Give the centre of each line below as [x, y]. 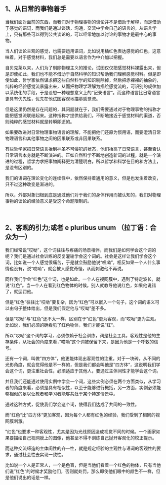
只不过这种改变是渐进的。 [31, 184]
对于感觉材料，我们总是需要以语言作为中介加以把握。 [72, 57]
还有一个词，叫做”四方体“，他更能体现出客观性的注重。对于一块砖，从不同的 [83, 358]
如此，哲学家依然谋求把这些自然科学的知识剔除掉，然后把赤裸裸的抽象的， [85, 80]
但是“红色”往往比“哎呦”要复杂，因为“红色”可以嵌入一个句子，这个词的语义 [80, 302]
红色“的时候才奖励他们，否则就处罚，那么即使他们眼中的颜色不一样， [86, 471]
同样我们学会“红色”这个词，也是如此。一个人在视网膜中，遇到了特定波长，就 [83, 279]
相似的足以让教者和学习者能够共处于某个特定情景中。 [63, 394]
